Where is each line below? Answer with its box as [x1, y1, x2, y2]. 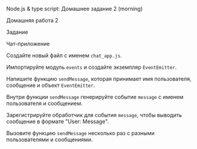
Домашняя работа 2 [6, 17, 58, 24]
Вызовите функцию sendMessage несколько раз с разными [6, 130, 155, 136]
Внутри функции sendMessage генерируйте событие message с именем [6, 94, 184, 100]
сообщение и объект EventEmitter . [6, 81, 95, 89]
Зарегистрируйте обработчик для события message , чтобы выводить [6, 112, 183, 118]
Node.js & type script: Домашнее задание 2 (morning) [6, 5, 143, 12]
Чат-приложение [6, 40, 50, 47]
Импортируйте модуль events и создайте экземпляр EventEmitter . [6, 63, 177, 71]
